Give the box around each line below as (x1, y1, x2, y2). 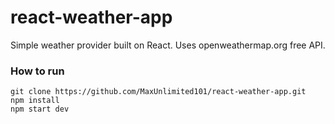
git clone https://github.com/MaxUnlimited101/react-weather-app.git (10, 87, 307, 97)
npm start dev (10, 104, 70, 115)
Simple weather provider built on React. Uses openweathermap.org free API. (10, 39, 326, 51)
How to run (10, 64, 65, 78)
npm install (10, 96, 60, 106)
